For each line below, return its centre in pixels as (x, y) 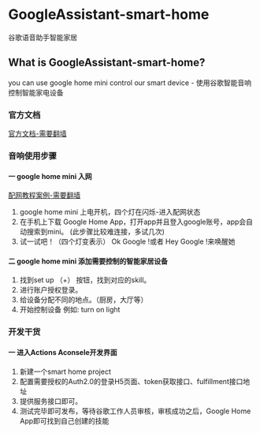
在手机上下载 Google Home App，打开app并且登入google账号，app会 (133, 222)
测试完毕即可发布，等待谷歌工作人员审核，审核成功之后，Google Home (135, 411)
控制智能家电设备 (36, 92)
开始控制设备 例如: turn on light (70, 310)
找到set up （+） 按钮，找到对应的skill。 (85, 280)
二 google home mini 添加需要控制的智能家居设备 (88, 261)
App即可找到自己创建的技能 (64, 420)
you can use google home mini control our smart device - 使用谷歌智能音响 (130, 82)
